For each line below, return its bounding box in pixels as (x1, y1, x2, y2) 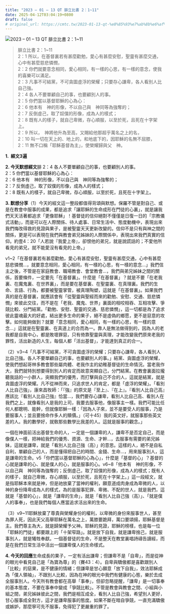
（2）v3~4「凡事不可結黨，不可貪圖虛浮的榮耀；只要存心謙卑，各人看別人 (5, 349, 161, 355)
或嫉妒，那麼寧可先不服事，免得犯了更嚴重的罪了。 (5, 603, 112, 610)
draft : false (5, 17, 33, 22)
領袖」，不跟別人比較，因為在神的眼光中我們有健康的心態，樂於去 (22, 572, 158, 578)
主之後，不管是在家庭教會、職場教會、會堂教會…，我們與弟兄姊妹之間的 (5, 268, 156, 274)
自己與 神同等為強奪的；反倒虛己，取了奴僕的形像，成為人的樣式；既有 (9, 468, 160, 474)
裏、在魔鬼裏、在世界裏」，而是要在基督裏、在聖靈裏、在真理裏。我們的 (5, 281, 154, 287)
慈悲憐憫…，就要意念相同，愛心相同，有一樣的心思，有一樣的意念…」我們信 (5, 262, 164, 268)
